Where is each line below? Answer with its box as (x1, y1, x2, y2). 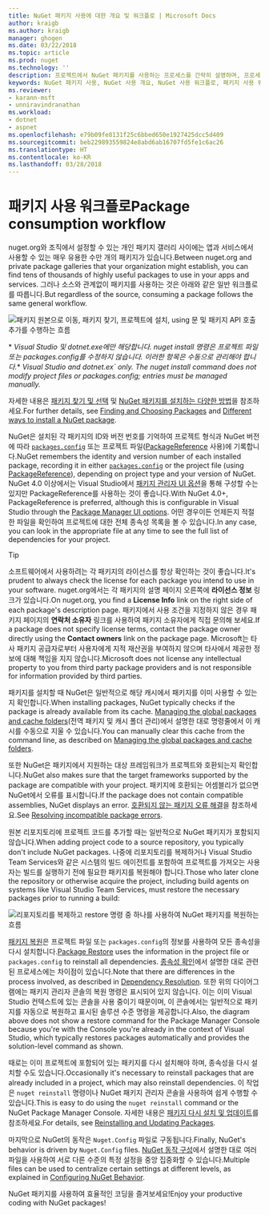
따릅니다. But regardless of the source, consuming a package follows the (16, 290, 254, 299)
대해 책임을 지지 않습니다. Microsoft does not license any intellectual (22, 654, 242, 664)
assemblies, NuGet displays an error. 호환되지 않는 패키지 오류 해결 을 (8, 800, 230, 810)
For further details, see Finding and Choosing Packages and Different (22, 406, 252, 416)
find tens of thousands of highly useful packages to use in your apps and (8, 270, 250, 280)
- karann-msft (8, 94, 56, 102)
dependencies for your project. (8, 535, 110, 544)
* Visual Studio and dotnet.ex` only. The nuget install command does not (16, 362, 257, 372)
